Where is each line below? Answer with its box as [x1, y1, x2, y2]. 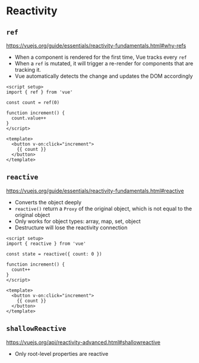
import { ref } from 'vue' [6, 89, 73, 95]
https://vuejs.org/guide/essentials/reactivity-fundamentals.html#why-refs [6, 42, 187, 49]
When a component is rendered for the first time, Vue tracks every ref [14, 53, 187, 61]
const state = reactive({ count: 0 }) [6, 251, 102, 257]
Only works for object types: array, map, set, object [14, 217, 141, 225]
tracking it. [14, 67, 42, 73]
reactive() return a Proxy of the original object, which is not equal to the [14, 205, 192, 212]
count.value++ [11, 115, 46, 121]
